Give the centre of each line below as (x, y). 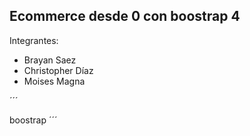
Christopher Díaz (58, 70)
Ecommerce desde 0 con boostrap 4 (125, 16)
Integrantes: (34, 40)
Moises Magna (54, 81)
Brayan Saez (50, 60)
